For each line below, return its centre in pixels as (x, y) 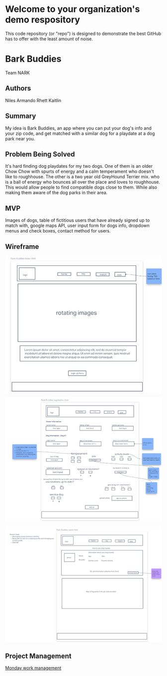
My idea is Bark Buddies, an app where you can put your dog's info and (78, 128)
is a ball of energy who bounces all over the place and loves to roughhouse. (83, 182)
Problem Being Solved (40, 154)
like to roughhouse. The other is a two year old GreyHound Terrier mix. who (83, 177)
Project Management (38, 656)
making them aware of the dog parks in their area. (56, 193)
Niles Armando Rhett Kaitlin (33, 100)
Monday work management (33, 668)
